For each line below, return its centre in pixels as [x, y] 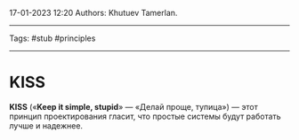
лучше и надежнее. [46, 125]
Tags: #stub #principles [53, 38]
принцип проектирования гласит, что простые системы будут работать [145, 116]
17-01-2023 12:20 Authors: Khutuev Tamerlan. [93, 13]
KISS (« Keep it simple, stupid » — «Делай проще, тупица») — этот [133, 106]
